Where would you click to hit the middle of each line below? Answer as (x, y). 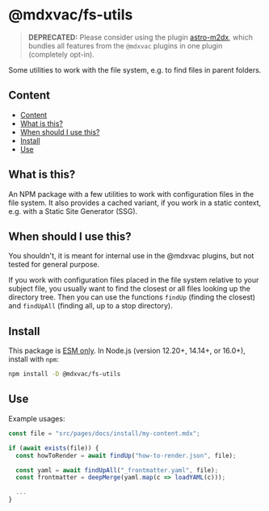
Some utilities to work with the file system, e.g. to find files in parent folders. (135, 69)
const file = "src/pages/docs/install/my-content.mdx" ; (104, 434)
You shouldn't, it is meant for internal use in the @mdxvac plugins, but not (131, 256)
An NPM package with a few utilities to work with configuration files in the (131, 194)
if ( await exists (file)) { (54, 448)
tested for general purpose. (54, 265)
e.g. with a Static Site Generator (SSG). (73, 211)
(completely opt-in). (61, 54)
